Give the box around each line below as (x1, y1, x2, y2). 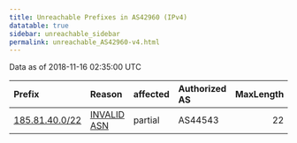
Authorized (178, 83, 227, 95)
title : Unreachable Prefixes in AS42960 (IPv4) (9, 12, 188, 22)
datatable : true (9, 21, 69, 30)
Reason (89, 88, 123, 101)
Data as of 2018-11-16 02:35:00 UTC (9, 62, 141, 72)
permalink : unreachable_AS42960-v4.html (9, 37, 161, 47)
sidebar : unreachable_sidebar (9, 29, 121, 38)
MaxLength (234, 88, 285, 101)
